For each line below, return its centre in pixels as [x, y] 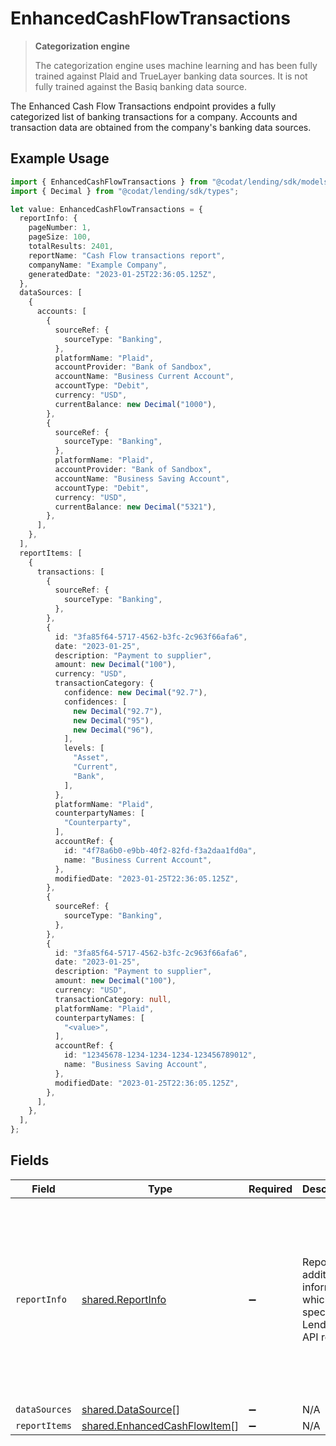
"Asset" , [91, 758]
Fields [30, 1160]
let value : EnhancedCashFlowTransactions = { [106, 209]
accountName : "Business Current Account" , [144, 377]
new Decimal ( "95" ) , [114, 720]
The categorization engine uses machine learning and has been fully [176, 65]
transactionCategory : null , [113, 999]
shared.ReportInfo [124, 1299]
